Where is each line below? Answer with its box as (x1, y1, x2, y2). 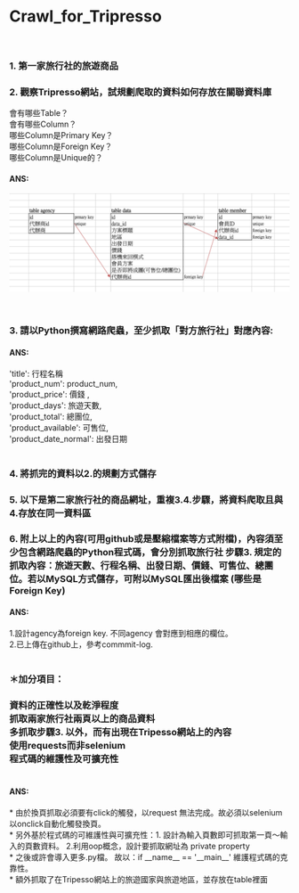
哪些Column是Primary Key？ (9, 130, 114, 141)
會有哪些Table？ (9, 108, 69, 119)
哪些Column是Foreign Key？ (9, 141, 113, 152)
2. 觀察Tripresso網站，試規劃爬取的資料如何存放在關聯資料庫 (9, 86, 272, 98)
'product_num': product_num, (9, 378, 118, 389)
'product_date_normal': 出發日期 (9, 433, 127, 444)
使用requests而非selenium (9, 739, 126, 751)
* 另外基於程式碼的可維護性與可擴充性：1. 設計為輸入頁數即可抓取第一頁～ (9, 829, 280, 840)
